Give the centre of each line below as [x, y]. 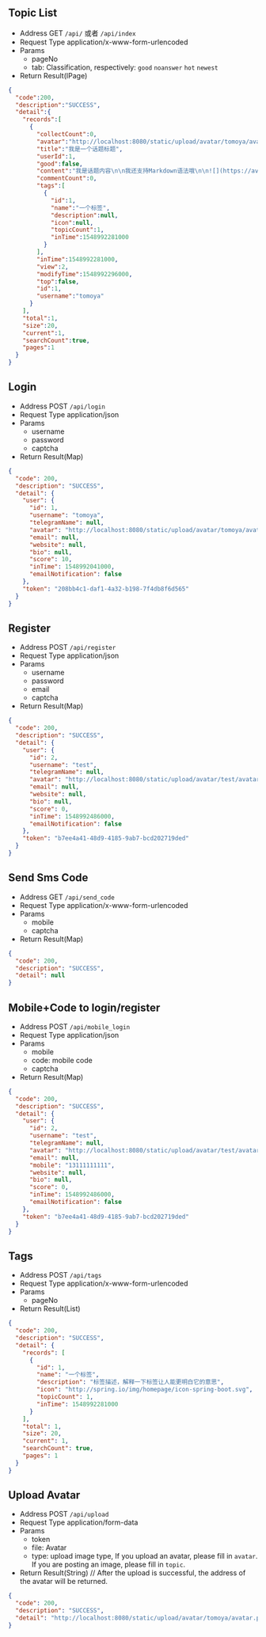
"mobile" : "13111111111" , [72, 1165]
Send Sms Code [48, 878]
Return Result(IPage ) [53, 75]
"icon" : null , [72, 222]
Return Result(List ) [50, 1308]
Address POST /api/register [68, 648]
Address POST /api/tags [61, 1275]
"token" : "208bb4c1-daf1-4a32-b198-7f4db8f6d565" [106, 589]
